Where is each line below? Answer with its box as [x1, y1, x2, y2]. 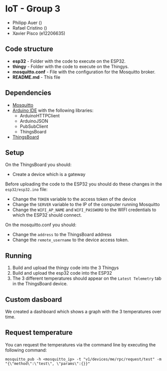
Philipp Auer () [12, 20, 42, 26]
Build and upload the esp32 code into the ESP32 [12, 270, 112, 276]
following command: [5, 347, 47, 353]
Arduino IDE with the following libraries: [12, 107, 94, 113]
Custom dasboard [5, 295, 62, 304]
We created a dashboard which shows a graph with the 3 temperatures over [5, 309, 162, 314]
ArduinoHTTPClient [19, 112, 60, 118]
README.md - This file [12, 74, 61, 80]
